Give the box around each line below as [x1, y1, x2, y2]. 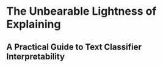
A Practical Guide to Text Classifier [6, 42, 142, 52]
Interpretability [6, 51, 65, 62]
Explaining [6, 17, 61, 31]
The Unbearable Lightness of [6, 4, 157, 18]
